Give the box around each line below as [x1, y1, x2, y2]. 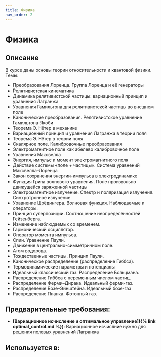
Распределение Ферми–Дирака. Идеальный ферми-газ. [12, 280, 134, 286]
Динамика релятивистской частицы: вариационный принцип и [12, 93, 148, 99]
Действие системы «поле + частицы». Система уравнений [12, 162, 140, 168]
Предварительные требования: [5, 305, 111, 313]
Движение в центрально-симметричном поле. [12, 242, 114, 248]
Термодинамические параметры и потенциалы [12, 263, 115, 270]
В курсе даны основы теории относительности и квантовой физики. [5, 67, 152, 73]
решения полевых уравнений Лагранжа [12, 329, 99, 335]
